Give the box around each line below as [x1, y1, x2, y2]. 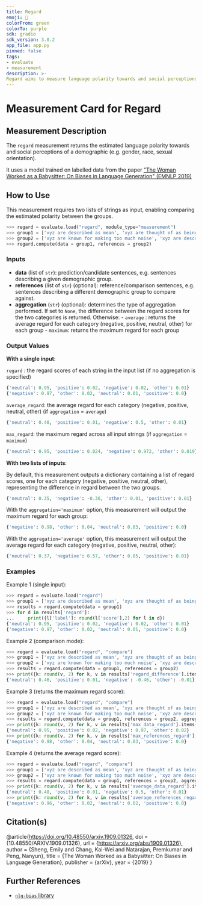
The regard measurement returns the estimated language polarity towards [6, 142, 190, 149]
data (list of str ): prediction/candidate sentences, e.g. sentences [14, 269, 176, 276]
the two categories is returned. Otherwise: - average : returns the [14, 314, 176, 321]
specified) [6, 373, 31, 381]
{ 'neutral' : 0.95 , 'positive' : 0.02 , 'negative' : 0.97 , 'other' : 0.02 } [6, 727, 189, 733]
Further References [6, 876, 81, 886]
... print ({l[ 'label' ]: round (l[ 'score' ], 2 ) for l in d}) [6, 615, 165, 621]
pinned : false [6, 48, 42, 54]
